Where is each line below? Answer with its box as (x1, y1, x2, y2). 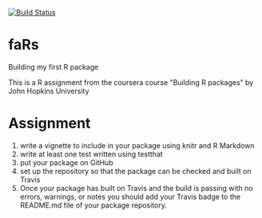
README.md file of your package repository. (19, 200, 168, 210)
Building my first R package (8, 62, 99, 71)
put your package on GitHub (19, 157, 113, 168)
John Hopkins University (8, 86, 89, 95)
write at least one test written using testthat (19, 149, 164, 159)
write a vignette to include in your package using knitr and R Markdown (19, 140, 255, 150)
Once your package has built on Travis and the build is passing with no (19, 183, 253, 192)
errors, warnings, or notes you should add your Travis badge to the (19, 192, 241, 201)
